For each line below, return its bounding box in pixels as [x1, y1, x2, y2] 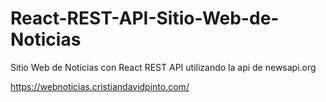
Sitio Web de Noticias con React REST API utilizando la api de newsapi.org [10, 61, 317, 73]
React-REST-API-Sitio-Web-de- [10, 7, 280, 30]
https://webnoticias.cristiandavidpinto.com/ [10, 80, 190, 92]
